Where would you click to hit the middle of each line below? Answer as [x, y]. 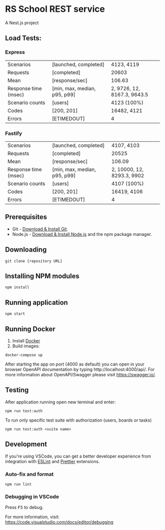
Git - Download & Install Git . [40, 229]
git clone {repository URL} [34, 261]
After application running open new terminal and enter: [60, 402]
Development [26, 444]
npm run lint [18, 484]
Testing [17, 390]
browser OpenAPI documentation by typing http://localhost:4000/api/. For [80, 369]
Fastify [14, 133]
